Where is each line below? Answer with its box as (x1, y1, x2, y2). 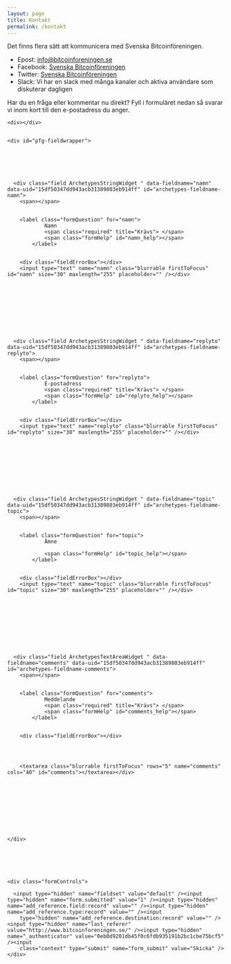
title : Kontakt (7, 17, 51, 24)
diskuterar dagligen (17, 85, 73, 94)
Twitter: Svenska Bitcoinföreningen (17, 70, 118, 78)
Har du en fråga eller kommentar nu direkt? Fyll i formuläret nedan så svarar (7, 99, 223, 107)
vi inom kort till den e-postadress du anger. (7, 105, 130, 115)
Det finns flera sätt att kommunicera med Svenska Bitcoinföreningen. (7, 42, 204, 51)
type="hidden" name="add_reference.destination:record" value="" (19, 915, 212, 922)
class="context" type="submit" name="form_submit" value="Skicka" (19, 945, 215, 952)
